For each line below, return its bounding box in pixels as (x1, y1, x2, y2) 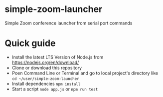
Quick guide (4, 37, 56, 49)
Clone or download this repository (11, 64, 82, 70)
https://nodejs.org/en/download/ (11, 59, 79, 65)
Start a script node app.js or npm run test (11, 86, 98, 92)
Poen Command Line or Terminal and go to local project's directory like (11, 70, 158, 76)
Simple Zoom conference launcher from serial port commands (4, 20, 133, 26)
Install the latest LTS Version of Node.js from (11, 54, 104, 60)
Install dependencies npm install (11, 80, 81, 86)
